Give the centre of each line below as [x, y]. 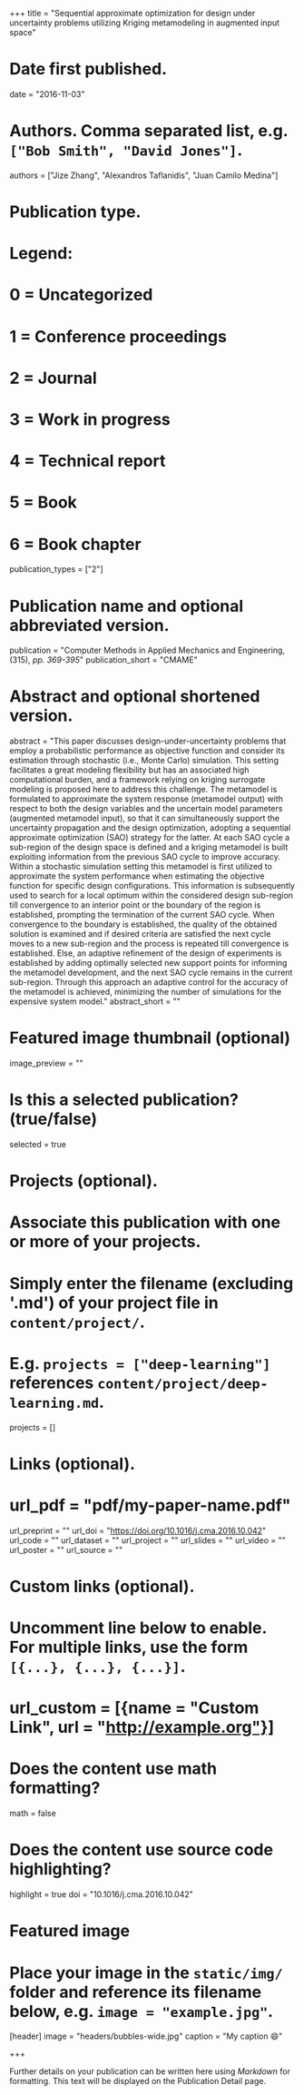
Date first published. [88, 69]
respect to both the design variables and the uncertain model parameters [146, 809]
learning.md [54, 1403]
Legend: [41, 254]
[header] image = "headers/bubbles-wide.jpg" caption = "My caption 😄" [146, 2036]
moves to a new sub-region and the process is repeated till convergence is [149, 944]
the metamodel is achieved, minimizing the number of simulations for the [146, 992]
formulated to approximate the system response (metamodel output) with [147, 799]
